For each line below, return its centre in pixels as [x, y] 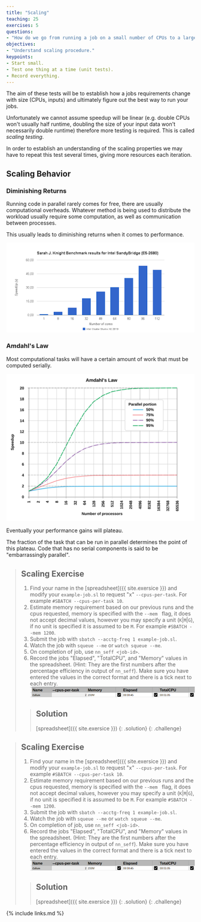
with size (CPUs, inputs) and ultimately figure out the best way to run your [97, 100]
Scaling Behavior [39, 174]
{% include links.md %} [35, 913]
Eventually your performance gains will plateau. [65, 530]
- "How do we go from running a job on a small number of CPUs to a [93, 38]
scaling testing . [25, 137]
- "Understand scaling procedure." [51, 51]
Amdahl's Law [28, 346]
